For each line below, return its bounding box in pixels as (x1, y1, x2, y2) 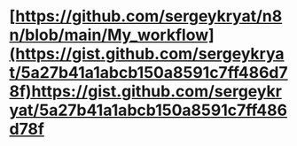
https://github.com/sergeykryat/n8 (15, 6, 283, 27)
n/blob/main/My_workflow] (9, 25, 215, 45)
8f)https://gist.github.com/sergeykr (9, 81, 282, 102)
